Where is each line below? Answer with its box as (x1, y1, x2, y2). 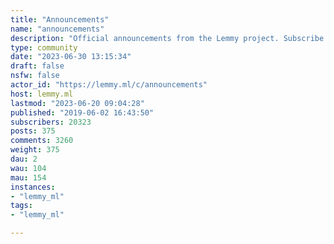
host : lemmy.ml (10, 89, 74, 99)
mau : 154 (10, 172, 47, 183)
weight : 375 (10, 145, 60, 155)
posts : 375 (10, 126, 56, 136)
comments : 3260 (10, 136, 74, 146)
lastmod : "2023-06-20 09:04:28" (10, 98, 145, 108)
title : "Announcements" (10, 14, 110, 25)
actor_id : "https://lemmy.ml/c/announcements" (10, 80, 208, 90)
